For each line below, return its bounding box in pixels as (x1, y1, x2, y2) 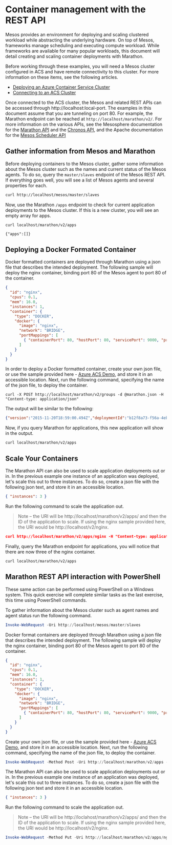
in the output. (5, 430, 34, 436)
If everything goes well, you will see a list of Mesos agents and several (5, 177, 154, 183)
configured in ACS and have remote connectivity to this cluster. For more (5, 68, 159, 75)
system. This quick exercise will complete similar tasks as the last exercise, (5, 591, 164, 598)
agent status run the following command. (5, 612, 92, 618)
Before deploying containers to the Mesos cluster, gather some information (5, 160, 164, 167)
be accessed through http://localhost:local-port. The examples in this (5, 105, 152, 111)
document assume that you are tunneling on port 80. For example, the (5, 110, 153, 116)
